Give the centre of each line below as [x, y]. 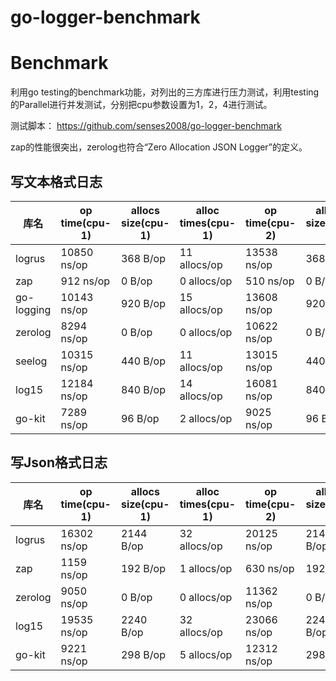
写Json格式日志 [59, 462]
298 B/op [143, 654]
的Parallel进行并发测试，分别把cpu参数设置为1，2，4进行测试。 [141, 105]
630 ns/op [270, 568]
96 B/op [140, 418]
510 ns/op [270, 281]
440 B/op [143, 361]
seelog [31, 361]
